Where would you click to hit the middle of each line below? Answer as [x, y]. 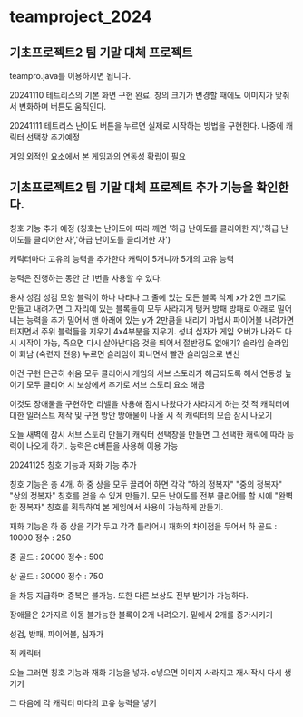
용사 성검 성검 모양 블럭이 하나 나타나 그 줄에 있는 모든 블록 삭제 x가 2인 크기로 [148, 297]
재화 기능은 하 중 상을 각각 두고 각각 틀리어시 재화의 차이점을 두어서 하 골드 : [143, 526]
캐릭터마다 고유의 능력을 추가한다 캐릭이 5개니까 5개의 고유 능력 [122, 258]
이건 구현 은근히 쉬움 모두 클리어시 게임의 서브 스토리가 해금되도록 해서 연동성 [146, 373]
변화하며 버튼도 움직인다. [63, 107]
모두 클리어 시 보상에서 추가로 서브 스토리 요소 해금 [116, 384]
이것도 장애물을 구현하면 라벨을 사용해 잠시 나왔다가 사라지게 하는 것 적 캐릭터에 [150, 403]
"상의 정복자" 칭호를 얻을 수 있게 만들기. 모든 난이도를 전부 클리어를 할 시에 [141, 495]
